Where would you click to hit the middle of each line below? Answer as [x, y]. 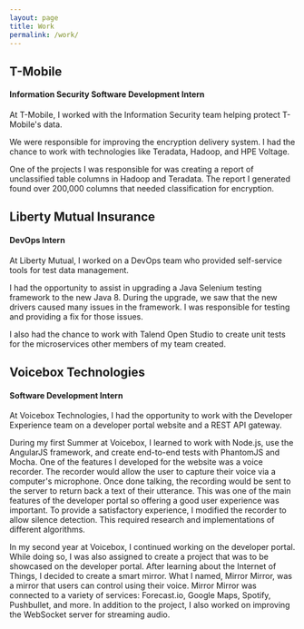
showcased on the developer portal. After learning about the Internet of [143, 566]
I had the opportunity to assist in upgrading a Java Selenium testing [136, 288]
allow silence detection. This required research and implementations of [142, 520]
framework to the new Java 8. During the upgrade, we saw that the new [144, 297]
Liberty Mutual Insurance [83, 217]
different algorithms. [48, 530]
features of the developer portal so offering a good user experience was [144, 501]
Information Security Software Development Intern [107, 94]
